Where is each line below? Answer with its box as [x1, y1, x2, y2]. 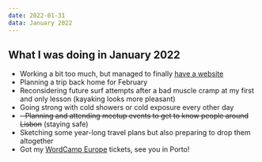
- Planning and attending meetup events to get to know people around [19, 111, 249, 121]
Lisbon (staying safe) [19, 119, 89, 129]
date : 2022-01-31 [8, 11, 66, 20]
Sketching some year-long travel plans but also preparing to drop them [19, 128, 251, 138]
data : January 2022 [8, 19, 73, 27]
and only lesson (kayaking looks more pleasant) [19, 94, 176, 104]
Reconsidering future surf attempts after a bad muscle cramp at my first [19, 86, 255, 96]
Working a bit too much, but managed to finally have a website [19, 69, 224, 79]
